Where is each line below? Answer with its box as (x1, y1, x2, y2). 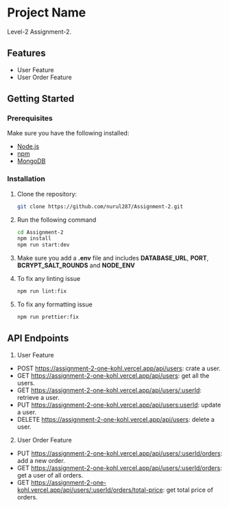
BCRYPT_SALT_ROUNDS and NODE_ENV (16, 261, 136, 269)
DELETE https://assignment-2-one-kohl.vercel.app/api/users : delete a (16, 415, 215, 423)
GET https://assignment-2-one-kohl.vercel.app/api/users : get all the (16, 371, 210, 379)
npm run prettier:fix (16, 314, 79, 321)
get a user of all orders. (16, 471, 84, 479)
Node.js (16, 142, 40, 150)
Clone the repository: (16, 190, 77, 198)
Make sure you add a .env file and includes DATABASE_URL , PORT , (16, 254, 209, 262)
